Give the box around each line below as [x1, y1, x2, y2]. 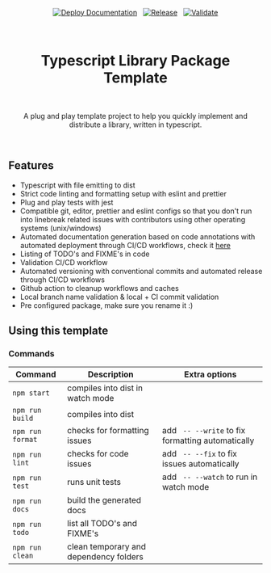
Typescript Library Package [40, 52, 231, 70]
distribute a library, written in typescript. [69, 120, 202, 129]
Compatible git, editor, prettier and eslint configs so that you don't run [19, 206, 252, 216]
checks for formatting [67, 425, 149, 436]
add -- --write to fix [161, 425, 246, 436]
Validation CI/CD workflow [19, 257, 108, 267]
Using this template [8, 324, 109, 338]
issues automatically [161, 458, 240, 470]
